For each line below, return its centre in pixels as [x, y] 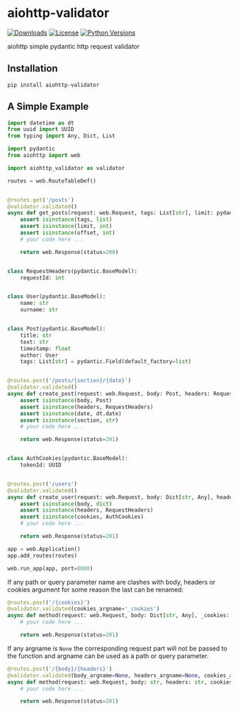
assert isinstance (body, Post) [66, 400]
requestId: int [42, 277]
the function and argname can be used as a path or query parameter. [108, 655]
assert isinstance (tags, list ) [66, 220]
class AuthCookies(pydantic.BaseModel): [68, 459]
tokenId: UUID [41, 465]
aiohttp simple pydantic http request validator [74, 46]
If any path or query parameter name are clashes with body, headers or [112, 582]
